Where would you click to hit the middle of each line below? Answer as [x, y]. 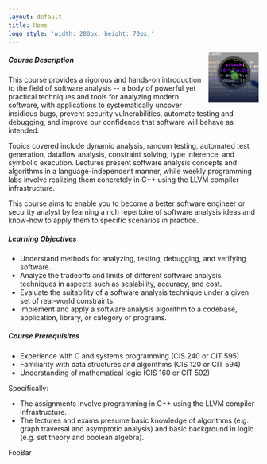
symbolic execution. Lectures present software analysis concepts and [123, 163]
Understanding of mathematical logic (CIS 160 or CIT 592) [115, 373]
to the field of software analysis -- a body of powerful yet [102, 88]
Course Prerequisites [44, 336]
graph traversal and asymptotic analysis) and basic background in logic [137, 429]
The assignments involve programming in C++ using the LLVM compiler [137, 404]
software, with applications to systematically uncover [95, 105]
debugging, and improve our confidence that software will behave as [121, 122]
